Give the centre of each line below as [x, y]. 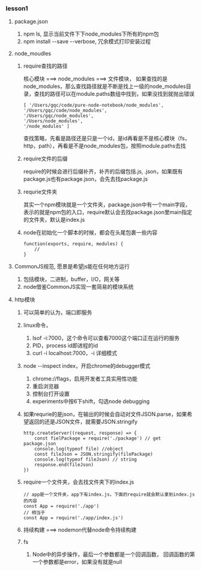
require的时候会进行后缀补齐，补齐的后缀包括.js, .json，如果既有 [103, 172]
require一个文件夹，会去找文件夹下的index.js [79, 482]
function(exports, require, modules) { [73, 244]
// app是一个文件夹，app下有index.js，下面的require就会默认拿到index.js [109, 495]
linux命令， [37, 325]
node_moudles [33, 54]
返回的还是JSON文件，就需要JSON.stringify [83, 422]
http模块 [25, 300]
